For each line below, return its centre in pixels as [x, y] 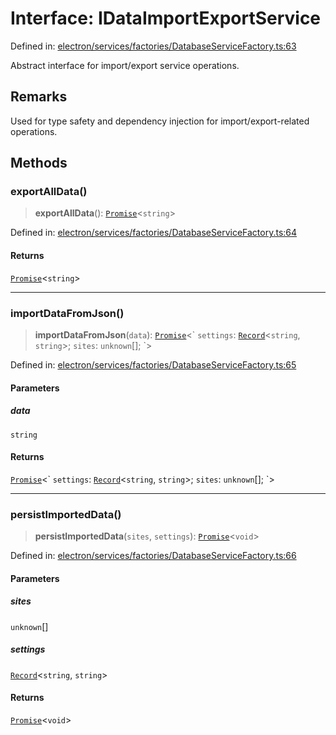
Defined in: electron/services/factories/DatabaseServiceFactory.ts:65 [153, 364]
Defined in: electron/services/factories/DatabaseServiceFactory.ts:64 [154, 233]
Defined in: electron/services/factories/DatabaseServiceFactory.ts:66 [153, 555]
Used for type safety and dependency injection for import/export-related [160, 121]
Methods [39, 163]
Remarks [39, 97]
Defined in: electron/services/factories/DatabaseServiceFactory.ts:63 [153, 46]
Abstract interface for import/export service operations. [125, 65]
